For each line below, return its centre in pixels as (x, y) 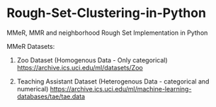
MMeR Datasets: (31, 46)
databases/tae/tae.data (51, 96)
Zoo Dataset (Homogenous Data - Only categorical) (92, 60)
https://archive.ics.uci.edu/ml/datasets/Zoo (80, 67)
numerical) (33, 89)
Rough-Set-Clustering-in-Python (107, 13)
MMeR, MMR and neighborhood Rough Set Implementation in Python (107, 33)
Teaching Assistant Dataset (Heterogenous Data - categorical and (113, 81)
